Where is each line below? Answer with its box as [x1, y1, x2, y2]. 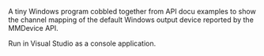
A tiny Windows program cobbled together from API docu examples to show [8, 7, 257, 16]
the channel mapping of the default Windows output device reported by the [8, 15, 255, 24]
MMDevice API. [8, 24, 59, 32]
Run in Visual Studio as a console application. [8, 39, 157, 48]
